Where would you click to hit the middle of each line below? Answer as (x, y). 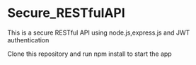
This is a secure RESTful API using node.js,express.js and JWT (99, 32)
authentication (28, 40)
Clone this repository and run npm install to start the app (90, 54)
